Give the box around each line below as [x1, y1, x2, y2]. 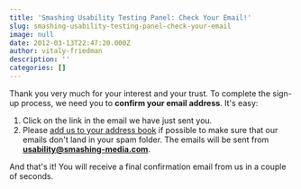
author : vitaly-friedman [9, 47, 103, 56]
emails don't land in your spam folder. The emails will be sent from [22, 134, 269, 145]
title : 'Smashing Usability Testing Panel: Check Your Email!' [9, 13, 252, 22]
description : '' [9, 55, 70, 64]
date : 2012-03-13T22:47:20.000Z [9, 38, 131, 48]
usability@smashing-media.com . [22, 143, 151, 154]
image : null [9, 30, 54, 39]
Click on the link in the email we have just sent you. [22, 114, 213, 126]
